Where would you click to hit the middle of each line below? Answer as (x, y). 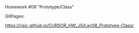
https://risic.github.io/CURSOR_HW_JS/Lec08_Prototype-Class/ (69, 25)
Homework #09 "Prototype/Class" (40, 7)
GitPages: (15, 16)
